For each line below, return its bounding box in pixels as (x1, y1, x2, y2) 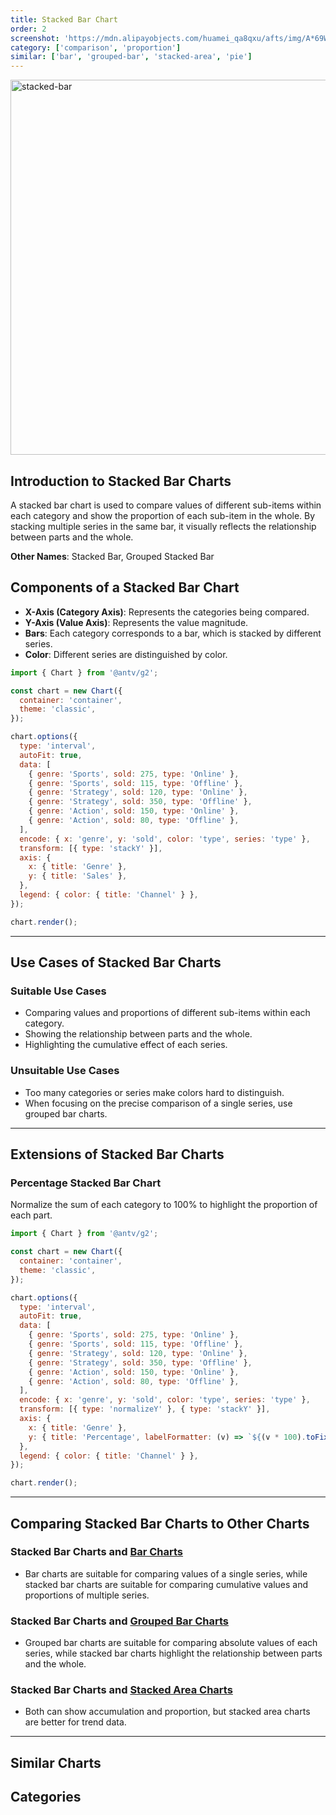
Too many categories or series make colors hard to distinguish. (24, 1086, 285, 1098)
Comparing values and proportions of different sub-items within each (24, 1007, 311, 1019)
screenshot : (10, 33, 60, 43)
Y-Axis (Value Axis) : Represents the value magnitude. (24, 616, 249, 628)
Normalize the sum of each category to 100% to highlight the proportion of (10, 1199, 318, 1211)
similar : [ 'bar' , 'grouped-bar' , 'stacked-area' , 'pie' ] (10, 52, 253, 62)
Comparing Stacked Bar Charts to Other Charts (10, 1515, 310, 1532)
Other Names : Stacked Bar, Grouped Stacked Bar (10, 550, 215, 562)
